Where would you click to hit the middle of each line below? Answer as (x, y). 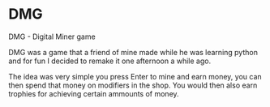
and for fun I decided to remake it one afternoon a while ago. (110, 61)
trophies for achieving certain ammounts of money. (94, 93)
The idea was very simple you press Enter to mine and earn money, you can (135, 76)
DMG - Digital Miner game (52, 36)
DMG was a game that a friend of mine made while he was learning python (133, 52)
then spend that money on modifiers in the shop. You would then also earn (133, 85)
